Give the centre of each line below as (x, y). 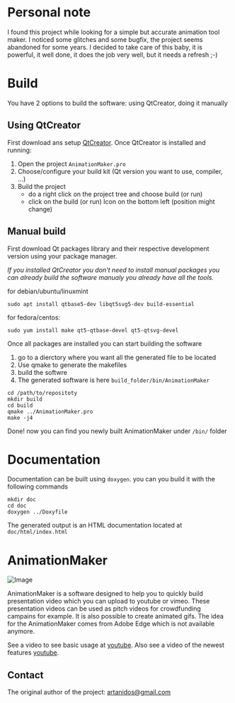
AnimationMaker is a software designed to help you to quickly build (105, 594)
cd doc (17, 506)
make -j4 (20, 418)
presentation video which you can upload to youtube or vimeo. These (109, 601)
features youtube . (33, 653)
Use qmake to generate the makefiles (72, 365)
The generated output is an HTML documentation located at (95, 525)
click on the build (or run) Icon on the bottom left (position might (121, 201)
